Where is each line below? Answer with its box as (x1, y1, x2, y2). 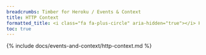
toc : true (6, 25, 32, 32)
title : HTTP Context (6, 15, 59, 21)
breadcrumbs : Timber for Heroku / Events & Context (6, 8, 141, 15)
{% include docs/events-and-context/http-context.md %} (6, 42, 152, 50)
